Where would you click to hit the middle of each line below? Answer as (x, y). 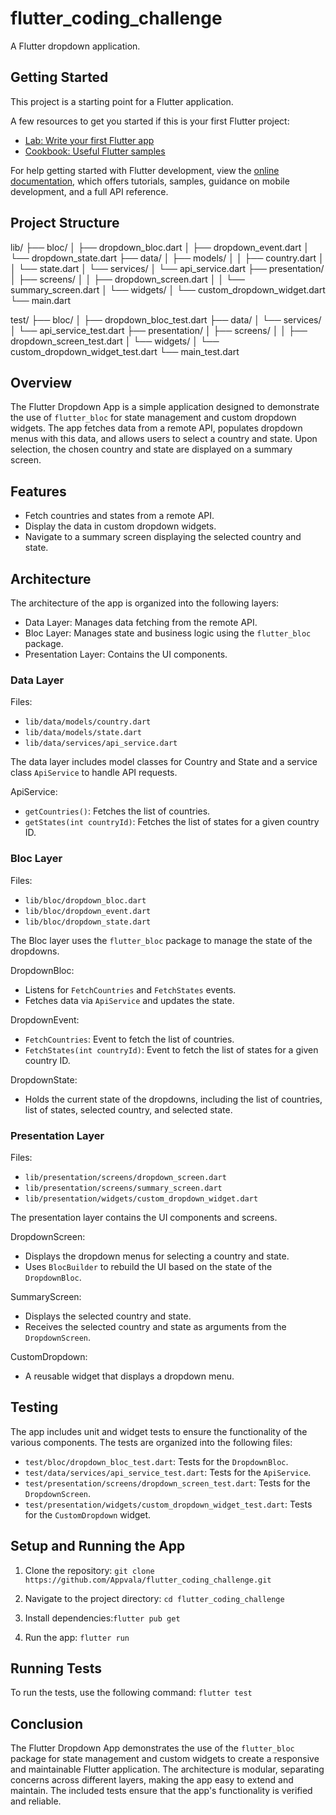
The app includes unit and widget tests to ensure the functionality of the (159, 1431)
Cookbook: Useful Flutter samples (95, 151)
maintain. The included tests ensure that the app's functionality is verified (161, 1791)
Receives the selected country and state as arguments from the (155, 1326)
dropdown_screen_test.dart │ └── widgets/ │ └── (115, 341)
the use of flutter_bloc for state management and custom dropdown (153, 418)
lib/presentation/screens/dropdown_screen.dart (125, 1177)
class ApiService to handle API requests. (94, 773)
